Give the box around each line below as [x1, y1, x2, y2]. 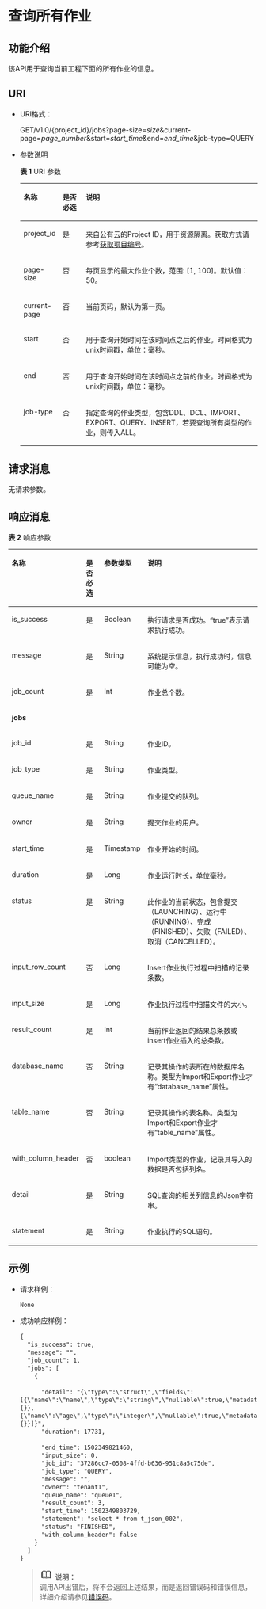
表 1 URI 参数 [19, 166, 62, 176]
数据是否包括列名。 [147, 1164, 211, 1173]
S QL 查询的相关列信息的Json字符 [147, 1190, 253, 1200]
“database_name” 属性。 [154, 1082, 234, 1092]
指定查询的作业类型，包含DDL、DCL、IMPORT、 [85, 407, 245, 417]
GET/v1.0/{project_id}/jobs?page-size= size [19, 124, 160, 135]
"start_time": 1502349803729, [40, 1507, 141, 1515]
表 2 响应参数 [8, 532, 51, 542]
